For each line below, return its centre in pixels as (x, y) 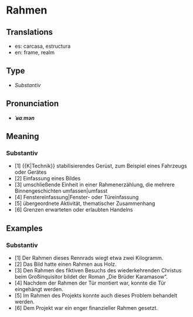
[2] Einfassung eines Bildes (48, 179)
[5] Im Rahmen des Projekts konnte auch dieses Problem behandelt (96, 295)
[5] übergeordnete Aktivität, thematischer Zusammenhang (85, 203)
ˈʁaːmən (25, 118)
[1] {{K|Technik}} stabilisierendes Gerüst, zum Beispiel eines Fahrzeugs (101, 166)
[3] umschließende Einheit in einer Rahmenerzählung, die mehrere (94, 185)
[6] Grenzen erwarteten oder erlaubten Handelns (74, 210)
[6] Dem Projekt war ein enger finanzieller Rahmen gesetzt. (86, 308)
